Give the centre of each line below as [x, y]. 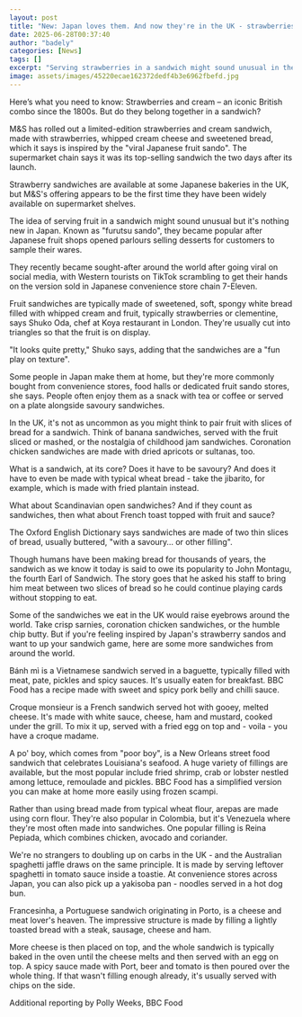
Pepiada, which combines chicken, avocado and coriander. [119, 837]
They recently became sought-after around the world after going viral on [144, 267]
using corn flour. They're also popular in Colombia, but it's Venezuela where [150, 818]
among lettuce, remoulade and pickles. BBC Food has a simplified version [146, 781]
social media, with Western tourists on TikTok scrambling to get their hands [149, 276]
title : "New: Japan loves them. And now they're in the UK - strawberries [152, 26]
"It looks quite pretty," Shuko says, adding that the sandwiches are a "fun [145, 349]
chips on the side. [42, 985]
